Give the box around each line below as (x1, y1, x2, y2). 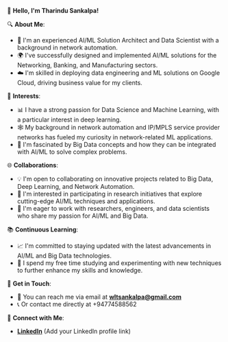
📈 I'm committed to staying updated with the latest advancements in (16, 242, 211, 250)
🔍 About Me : (7, 21, 45, 28)
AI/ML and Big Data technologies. (16, 251, 112, 260)
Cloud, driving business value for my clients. (16, 79, 142, 87)
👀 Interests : (7, 92, 41, 100)
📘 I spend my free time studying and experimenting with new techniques (16, 259, 222, 267)
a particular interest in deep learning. (16, 115, 122, 124)
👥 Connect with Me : (7, 314, 64, 322)
